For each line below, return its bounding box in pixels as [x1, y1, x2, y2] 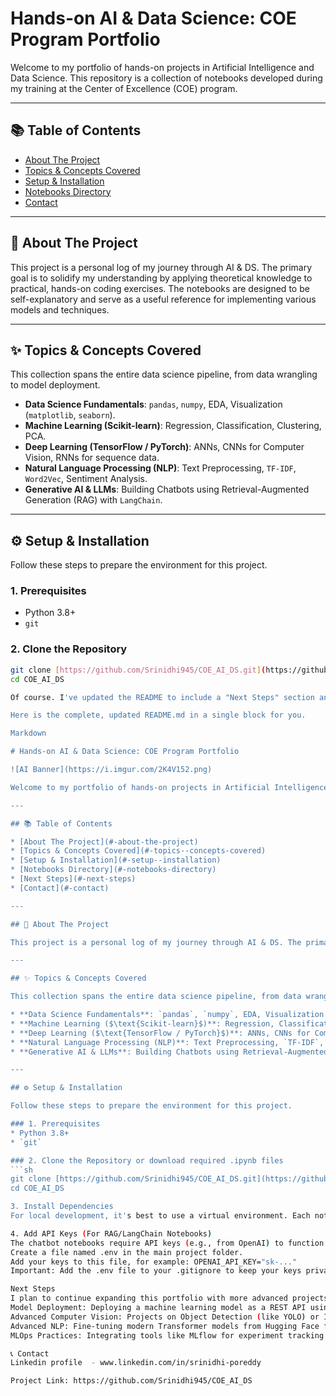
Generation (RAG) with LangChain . [24, 494, 163, 506]
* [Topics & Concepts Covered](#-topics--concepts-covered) [10, 846, 267, 856]
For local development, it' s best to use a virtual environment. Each [10, 1211, 311, 1221]
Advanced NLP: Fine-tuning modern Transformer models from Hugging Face [10, 1321, 320, 1331]
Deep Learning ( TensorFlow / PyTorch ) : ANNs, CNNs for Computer [24, 441, 305, 453]
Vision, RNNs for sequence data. [24, 452, 160, 464]
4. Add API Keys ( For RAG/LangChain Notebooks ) [10, 1228, 213, 1239]
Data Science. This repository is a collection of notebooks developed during [10, 72, 323, 84]
